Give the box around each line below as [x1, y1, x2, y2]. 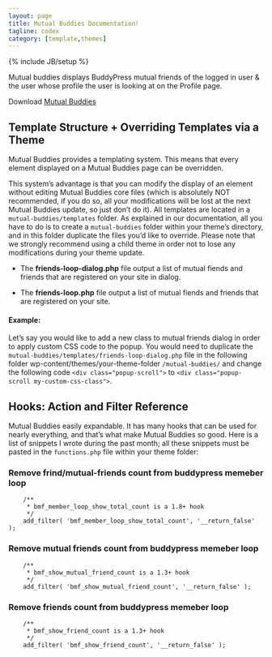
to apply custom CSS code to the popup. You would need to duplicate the [8, 341, 253, 351]
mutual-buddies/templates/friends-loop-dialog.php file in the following [8, 350, 248, 360]
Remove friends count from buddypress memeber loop [8, 601, 229, 612]
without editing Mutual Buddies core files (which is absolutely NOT [8, 187, 231, 197]
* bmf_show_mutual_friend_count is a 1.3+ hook [26, 569, 190, 577]
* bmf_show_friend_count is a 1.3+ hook [26, 626, 164, 635]
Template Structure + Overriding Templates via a [8, 120, 259, 134]
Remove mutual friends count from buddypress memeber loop [8, 543, 259, 554]
